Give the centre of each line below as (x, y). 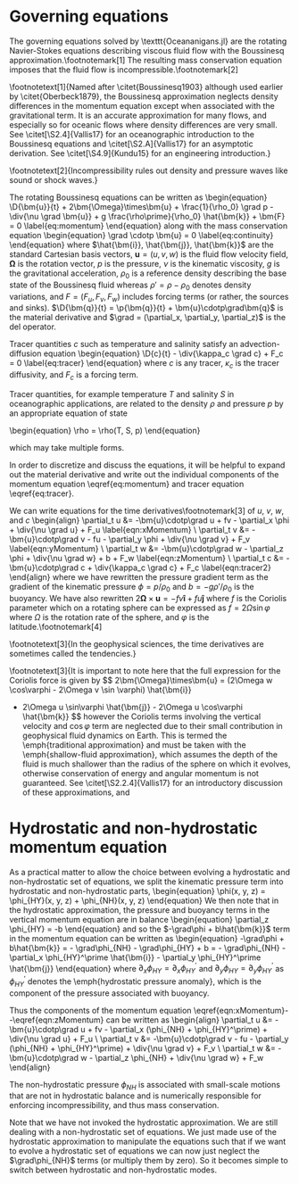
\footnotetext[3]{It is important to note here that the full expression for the (145, 670)
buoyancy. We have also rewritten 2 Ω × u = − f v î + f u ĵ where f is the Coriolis (148, 598)
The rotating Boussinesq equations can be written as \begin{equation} (138, 197)
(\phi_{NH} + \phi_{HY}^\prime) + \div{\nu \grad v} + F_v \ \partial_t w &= (143, 1048)
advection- (260, 344)
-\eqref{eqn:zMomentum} (57, 1020)
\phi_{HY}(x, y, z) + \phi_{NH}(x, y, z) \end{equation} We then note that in (144, 900)
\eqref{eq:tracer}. (42, 493)
